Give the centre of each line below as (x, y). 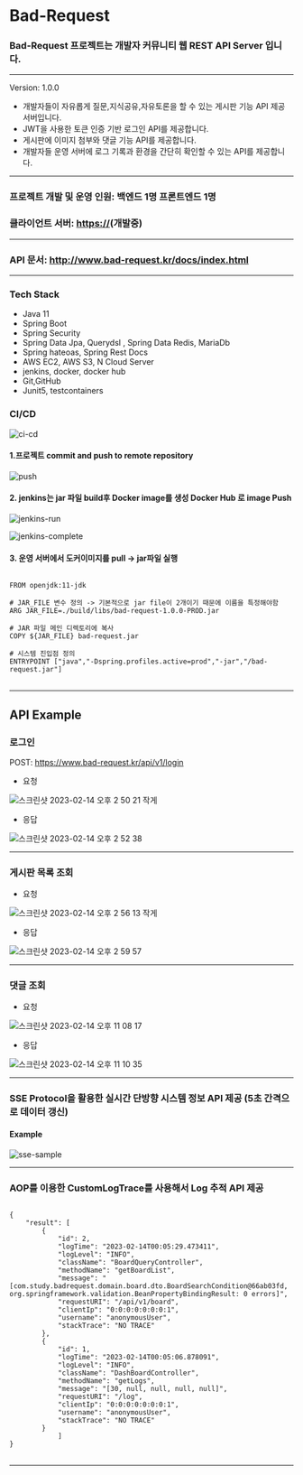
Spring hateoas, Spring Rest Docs (85, 352)
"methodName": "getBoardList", (116, 1270)
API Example (46, 714)
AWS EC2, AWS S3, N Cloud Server (88, 362)
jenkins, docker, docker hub (74, 372)
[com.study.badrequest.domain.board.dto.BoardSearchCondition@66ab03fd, (149, 1286)
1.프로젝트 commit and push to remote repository (101, 456)
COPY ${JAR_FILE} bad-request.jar (74, 636)
